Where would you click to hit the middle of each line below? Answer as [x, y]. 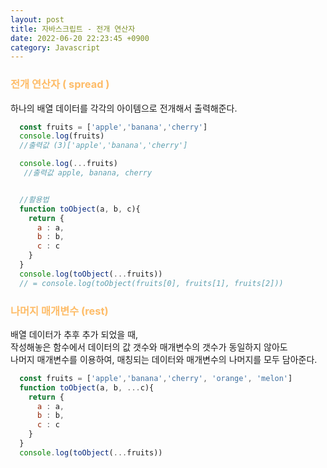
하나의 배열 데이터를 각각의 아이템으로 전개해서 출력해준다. [124, 108]
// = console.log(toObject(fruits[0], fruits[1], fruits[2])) [151, 283]
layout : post [37, 19]
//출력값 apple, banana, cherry [88, 173]
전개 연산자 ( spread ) [60, 84]
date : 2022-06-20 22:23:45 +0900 [80, 38]
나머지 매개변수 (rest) [59, 311]
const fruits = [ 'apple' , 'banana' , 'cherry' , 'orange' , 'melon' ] [156, 378]
